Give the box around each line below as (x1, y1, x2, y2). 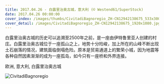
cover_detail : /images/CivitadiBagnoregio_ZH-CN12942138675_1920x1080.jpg (5, 21, 161, 26)
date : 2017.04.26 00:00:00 (5, 12, 60, 17)
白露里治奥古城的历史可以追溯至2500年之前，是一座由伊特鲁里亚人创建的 (5, 35, 153, 41)
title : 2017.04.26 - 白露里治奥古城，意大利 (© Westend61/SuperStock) (5, 7, 143, 12)
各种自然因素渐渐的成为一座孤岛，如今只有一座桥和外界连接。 (5, 53, 129, 59)
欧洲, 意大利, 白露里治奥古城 (5, 63, 61, 69)
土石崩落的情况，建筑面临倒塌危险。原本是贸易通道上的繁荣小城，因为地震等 (5, 47, 159, 53)
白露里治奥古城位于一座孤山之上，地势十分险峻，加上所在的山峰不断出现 (13, 41, 159, 47)
